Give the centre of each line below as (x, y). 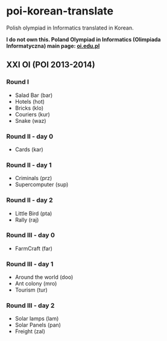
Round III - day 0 (31, 235)
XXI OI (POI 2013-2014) (51, 65)
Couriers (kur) (32, 114)
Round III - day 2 (30, 305)
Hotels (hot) (30, 101)
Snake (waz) (30, 120)
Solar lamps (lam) (37, 319)
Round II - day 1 (29, 165)
